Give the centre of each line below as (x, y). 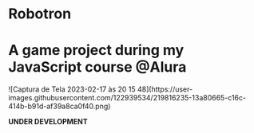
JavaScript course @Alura (97, 67)
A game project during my (96, 51)
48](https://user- (165, 89)
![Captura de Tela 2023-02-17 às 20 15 (72, 89)
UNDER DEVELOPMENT (48, 122)
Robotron (40, 14)
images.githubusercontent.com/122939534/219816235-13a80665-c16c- (127, 98)
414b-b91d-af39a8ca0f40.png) (60, 106)
